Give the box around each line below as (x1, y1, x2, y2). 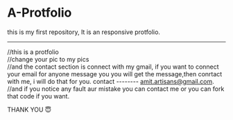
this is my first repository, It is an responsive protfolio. (7, 28, 161, 36)
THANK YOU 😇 (7, 105, 52, 114)
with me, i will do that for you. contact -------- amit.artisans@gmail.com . (7, 77, 214, 85)
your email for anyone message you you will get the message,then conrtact (7, 69, 223, 78)
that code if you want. (7, 92, 70, 100)
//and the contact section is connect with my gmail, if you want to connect (7, 62, 220, 71)
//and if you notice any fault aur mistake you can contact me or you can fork (7, 85, 225, 93)
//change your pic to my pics (7, 55, 89, 63)
